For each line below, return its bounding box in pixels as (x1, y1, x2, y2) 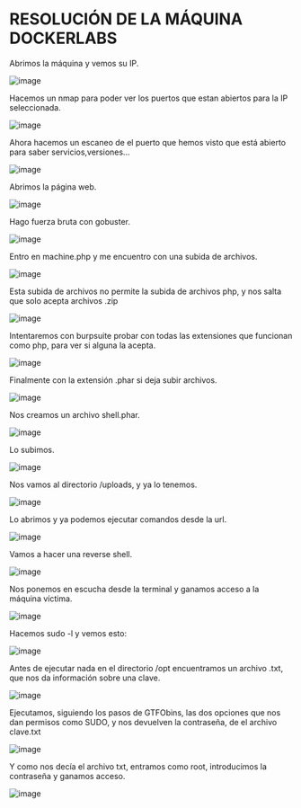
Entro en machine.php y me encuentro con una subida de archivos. (9, 251, 258, 262)
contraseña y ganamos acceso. (9, 770, 126, 781)
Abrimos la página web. (9, 181, 97, 192)
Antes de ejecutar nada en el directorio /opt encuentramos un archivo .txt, (9, 662, 284, 673)
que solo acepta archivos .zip (9, 295, 119, 306)
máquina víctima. (9, 593, 73, 604)
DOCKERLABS (9, 28, 118, 49)
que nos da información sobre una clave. (9, 672, 161, 683)
